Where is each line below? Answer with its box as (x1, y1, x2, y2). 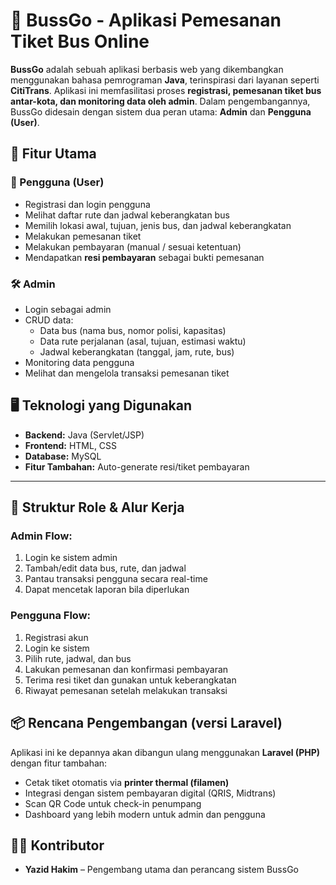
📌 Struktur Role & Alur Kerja (10, 499, 185, 516)
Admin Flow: (10, 529, 73, 543)
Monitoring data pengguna (24, 356, 135, 368)
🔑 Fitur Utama (10, 145, 97, 163)
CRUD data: (24, 314, 74, 326)
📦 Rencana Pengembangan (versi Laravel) (10, 715, 283, 732)
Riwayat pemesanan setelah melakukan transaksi (24, 684, 228, 696)
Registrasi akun (24, 631, 89, 643)
